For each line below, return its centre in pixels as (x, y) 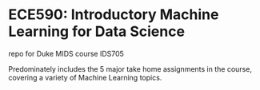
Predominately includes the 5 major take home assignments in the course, (130, 68)
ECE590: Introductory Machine (114, 15)
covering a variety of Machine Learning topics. (85, 77)
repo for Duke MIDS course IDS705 (66, 53)
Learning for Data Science (97, 31)
